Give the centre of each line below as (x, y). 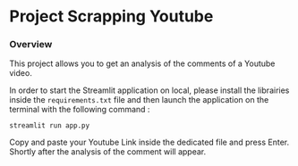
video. (21, 73)
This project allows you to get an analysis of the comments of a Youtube (142, 63)
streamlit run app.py (50, 126)
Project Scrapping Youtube (111, 17)
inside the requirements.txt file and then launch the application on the (139, 100)
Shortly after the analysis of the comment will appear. (108, 152)
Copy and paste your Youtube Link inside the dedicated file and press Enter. (149, 142)
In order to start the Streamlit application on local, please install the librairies (149, 90)
